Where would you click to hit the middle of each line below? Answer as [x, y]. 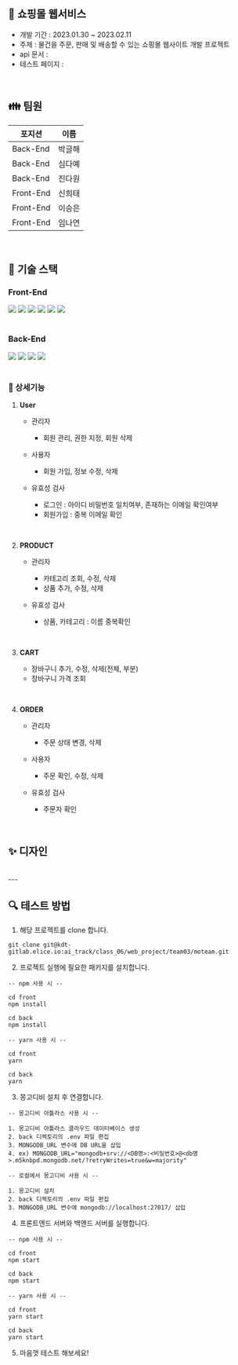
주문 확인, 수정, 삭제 [73, 776]
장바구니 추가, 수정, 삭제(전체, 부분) [85, 668]
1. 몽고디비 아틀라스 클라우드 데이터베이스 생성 [74, 1128]
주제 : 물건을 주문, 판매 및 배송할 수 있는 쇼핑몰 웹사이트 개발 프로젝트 [124, 44]
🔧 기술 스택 [33, 270]
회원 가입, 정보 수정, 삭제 [81, 471]
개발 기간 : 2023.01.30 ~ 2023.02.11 [75, 35]
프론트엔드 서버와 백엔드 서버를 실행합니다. [85, 1223]
